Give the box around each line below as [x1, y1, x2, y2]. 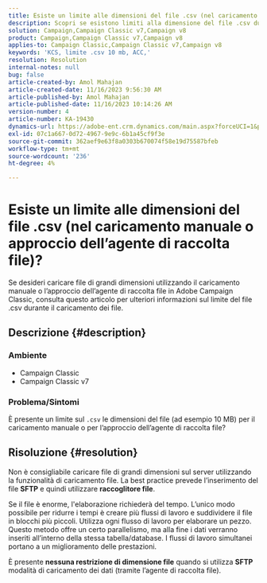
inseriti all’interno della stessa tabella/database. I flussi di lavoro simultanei [8, 533, 253, 542]
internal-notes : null [8, 64, 80, 72]
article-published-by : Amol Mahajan [8, 93, 130, 101]
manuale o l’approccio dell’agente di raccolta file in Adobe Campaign [8, 286, 234, 296]
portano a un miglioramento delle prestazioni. [8, 542, 157, 551]
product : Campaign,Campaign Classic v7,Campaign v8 [8, 33, 183, 42]
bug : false [8, 71, 44, 79]
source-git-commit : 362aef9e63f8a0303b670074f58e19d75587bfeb [8, 137, 219, 146]
